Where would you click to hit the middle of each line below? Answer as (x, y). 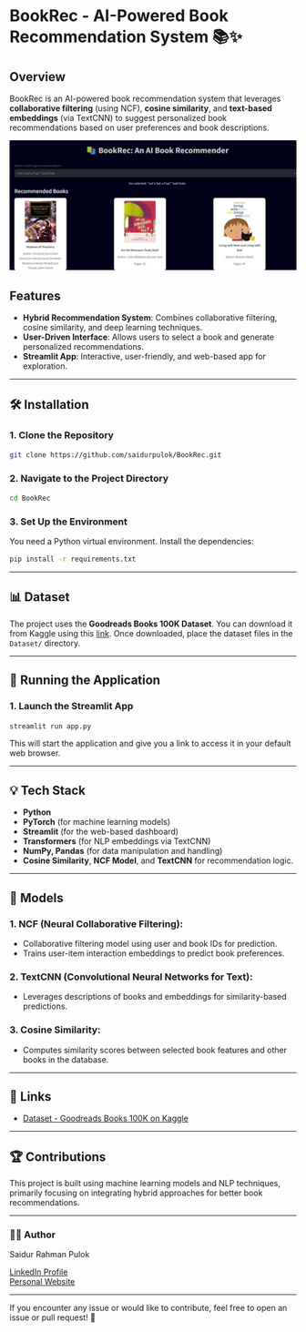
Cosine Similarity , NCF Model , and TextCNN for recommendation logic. (158, 860)
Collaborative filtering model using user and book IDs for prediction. (150, 943)
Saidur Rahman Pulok (50, 1255)
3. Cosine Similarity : (55, 1030)
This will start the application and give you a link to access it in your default (150, 744)
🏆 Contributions (58, 1157)
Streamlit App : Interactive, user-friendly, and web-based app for (144, 357)
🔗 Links (31, 1097)
